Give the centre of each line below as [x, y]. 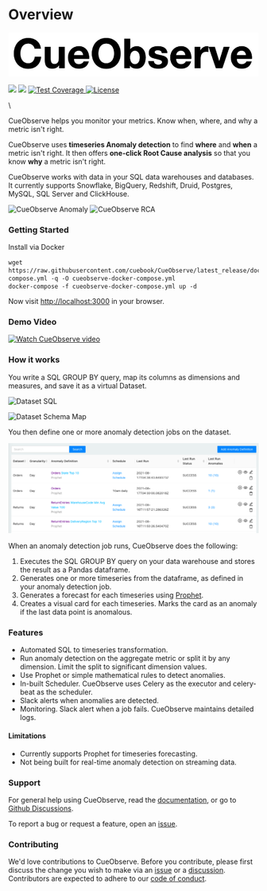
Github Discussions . [41, 808]
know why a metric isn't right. [57, 161]
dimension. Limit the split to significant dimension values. [113, 667]
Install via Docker [37, 247]
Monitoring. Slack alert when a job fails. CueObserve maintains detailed [137, 709]
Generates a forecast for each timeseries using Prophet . [112, 595]
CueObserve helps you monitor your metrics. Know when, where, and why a [133, 120]
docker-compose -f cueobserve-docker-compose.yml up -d [103, 286]
